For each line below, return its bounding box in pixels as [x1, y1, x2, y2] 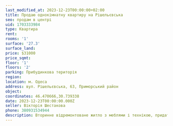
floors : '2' [5, 65, 31, 70]
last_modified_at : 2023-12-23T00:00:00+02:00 [5, 7, 105, 13]
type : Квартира [5, 27, 38, 32]
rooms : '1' [5, 37, 29, 42]
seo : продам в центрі [5, 17, 52, 22]
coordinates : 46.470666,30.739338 [5, 94, 80, 99]
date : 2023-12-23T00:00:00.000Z [5, 98, 75, 103]
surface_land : [5, 46, 36, 51]
